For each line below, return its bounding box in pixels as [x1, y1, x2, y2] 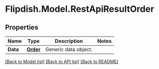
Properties [5, 23, 39, 32]
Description [55, 38, 83, 44]
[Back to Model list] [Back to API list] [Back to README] [5, 59, 119, 65]
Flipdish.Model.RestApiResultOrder [5, 3, 155, 15]
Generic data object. [45, 46, 93, 53]
